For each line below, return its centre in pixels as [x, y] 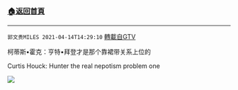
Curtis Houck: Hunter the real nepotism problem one [84, 66]
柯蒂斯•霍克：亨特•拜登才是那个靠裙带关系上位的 [79, 52]
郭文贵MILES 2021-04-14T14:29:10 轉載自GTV [72, 37]
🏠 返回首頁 [26, 11]
